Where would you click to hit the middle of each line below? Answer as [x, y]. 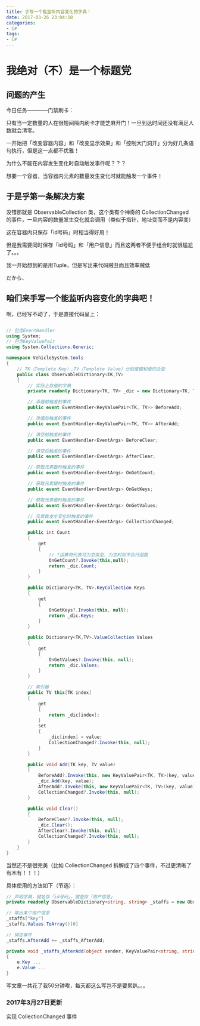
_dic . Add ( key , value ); [66, 781]
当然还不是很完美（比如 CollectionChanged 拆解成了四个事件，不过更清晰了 [99, 865]
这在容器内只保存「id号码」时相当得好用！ [58, 232]
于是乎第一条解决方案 [45, 197]
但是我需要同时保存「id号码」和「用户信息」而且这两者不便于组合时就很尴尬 [100, 245]
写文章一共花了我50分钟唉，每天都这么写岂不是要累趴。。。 [77, 985]
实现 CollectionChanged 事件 [42, 1016]
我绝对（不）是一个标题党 [69, 71]
